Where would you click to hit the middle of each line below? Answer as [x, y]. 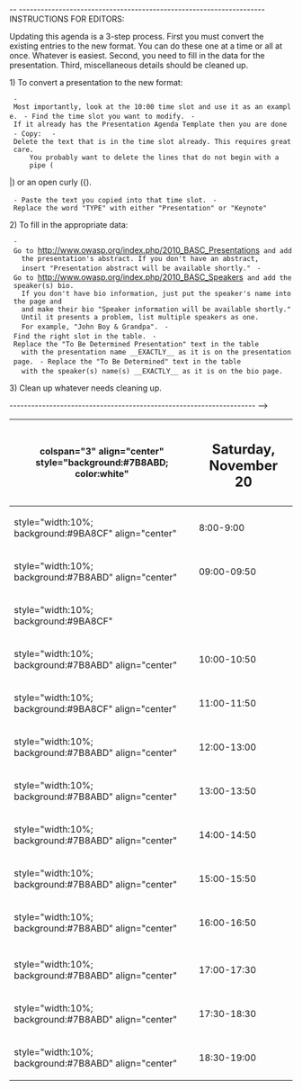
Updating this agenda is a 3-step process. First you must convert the [137, 36]
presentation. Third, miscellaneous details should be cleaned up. [129, 65]
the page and [38, 302]
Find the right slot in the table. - [85, 337]
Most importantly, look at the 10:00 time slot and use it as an [138, 107]
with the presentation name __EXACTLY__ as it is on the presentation [156, 352]
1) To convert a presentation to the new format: [96, 82]
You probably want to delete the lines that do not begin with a [154, 158]
